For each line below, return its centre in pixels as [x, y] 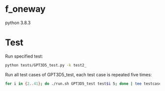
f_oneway [25, 9]
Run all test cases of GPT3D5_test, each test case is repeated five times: [79, 74]
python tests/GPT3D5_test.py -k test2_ [46, 65]
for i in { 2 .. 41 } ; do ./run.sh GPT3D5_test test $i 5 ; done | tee [73, 84]
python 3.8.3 [18, 23]
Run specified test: [24, 56]
